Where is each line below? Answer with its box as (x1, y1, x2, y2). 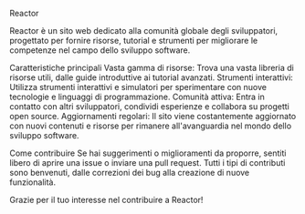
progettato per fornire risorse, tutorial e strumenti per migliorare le (9, 36, 258, 46)
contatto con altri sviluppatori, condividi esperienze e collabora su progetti (9, 101, 289, 112)
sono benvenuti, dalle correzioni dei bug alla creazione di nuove (9, 168, 250, 178)
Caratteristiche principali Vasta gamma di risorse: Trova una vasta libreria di (9, 63, 294, 73)
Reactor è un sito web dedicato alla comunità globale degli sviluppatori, (9, 25, 279, 36)
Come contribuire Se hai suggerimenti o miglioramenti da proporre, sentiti (9, 148, 287, 158)
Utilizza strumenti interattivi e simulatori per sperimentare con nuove (9, 82, 268, 92)
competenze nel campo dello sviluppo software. (9, 45, 191, 56)
